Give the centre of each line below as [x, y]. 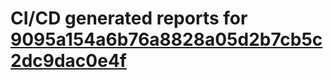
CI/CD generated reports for [129, 18]
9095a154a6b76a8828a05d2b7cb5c [166, 39]
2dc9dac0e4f [68, 61]
